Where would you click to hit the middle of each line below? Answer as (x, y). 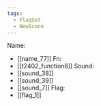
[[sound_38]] (35, 73)
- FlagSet (27, 20)
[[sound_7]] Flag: (41, 88)
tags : (15, 13)
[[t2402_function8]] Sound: (55, 66)
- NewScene (29, 26)
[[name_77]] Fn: (39, 59)
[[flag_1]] (29, 95)
